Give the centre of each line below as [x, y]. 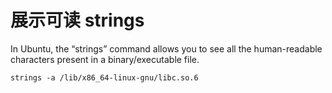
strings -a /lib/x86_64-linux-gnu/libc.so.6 [104, 77]
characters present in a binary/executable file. [105, 59]
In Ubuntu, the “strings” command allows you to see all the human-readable [166, 48]
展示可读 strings [77, 20]
